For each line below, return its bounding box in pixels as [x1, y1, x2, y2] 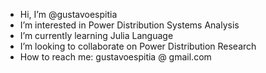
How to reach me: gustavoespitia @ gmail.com [19, 51, 212, 63]
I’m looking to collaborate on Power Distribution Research [19, 40, 257, 52]
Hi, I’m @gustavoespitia [19, 9, 118, 20]
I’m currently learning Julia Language [19, 30, 174, 41]
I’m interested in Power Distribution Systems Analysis [19, 19, 240, 31]
